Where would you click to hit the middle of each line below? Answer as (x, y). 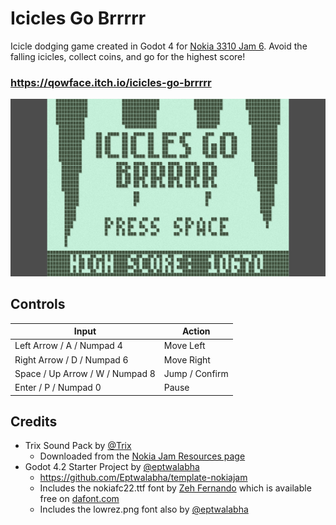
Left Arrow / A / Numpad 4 (68, 346)
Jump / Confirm (196, 373)
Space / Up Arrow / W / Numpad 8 (85, 373)
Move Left (184, 346)
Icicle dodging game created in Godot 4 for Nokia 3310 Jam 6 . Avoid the (159, 46)
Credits (34, 421)
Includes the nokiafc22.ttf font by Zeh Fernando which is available (175, 488)
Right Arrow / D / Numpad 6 (71, 359)
